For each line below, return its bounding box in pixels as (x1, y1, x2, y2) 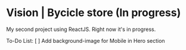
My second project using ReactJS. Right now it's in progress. (6, 26, 156, 33)
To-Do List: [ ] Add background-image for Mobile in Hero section (6, 37, 165, 44)
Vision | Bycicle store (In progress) (6, 6, 181, 20)
